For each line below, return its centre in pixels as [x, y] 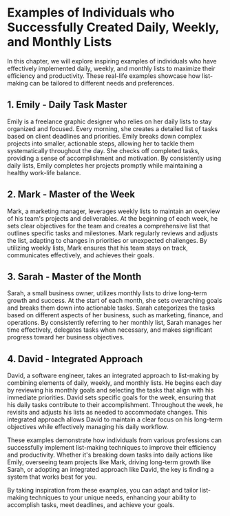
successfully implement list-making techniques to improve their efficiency [112, 448]
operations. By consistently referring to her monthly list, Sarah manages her [115, 323]
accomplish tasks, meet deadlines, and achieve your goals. [91, 505]
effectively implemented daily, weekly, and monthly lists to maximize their [111, 68]
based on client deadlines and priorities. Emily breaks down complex [105, 136]
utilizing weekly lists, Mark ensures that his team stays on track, [97, 248]
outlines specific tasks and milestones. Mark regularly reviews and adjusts [113, 233]
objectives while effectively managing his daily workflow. [88, 427]
